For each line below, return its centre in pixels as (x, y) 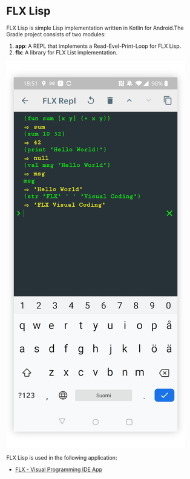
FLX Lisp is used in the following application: (62, 457)
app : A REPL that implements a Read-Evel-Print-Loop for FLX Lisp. (98, 46)
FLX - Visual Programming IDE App (59, 469)
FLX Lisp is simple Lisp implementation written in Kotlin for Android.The (95, 28)
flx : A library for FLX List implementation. (66, 52)
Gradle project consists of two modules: (56, 34)
